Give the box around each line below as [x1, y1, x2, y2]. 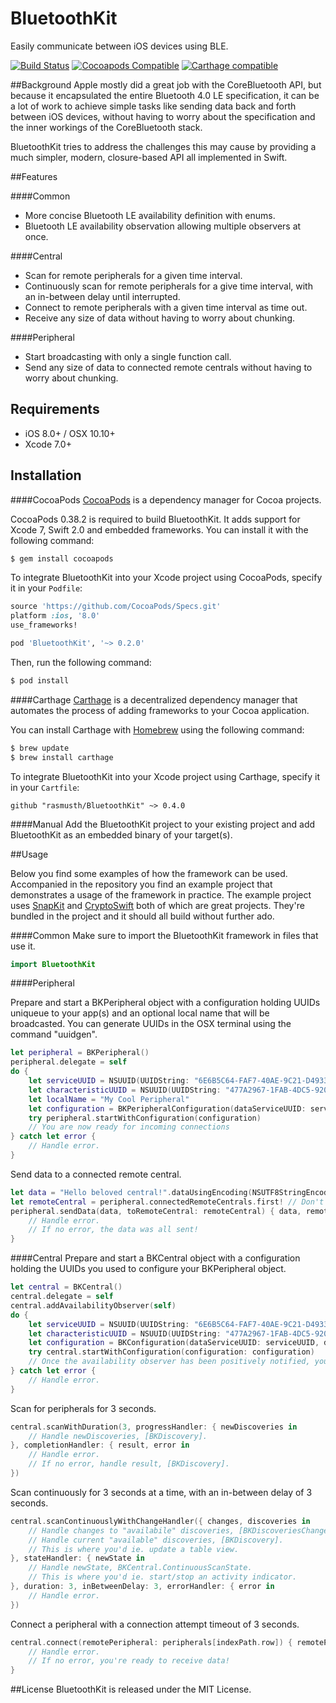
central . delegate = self [10, 1292, 114, 1302]
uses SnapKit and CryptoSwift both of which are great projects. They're [10, 899, 305, 911]
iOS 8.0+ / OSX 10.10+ [24, 427, 116, 439]
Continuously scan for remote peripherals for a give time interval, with [24, 280, 313, 292]
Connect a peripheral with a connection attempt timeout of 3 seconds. [10, 1618, 300, 1630]
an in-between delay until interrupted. [24, 290, 181, 302]
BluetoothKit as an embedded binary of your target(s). [10, 828, 233, 841]
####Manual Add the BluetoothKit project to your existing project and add [10, 818, 316, 830]
